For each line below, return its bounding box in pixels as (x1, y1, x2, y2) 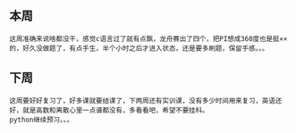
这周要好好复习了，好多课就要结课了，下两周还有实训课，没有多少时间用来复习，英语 (9, 96, 275, 105)
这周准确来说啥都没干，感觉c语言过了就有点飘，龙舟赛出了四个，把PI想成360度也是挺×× (9, 34, 288, 43)
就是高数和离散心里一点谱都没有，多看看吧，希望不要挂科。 (21, 105, 209, 114)
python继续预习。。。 (9, 115, 74, 124)
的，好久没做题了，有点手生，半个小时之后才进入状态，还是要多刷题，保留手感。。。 (9, 44, 269, 53)
